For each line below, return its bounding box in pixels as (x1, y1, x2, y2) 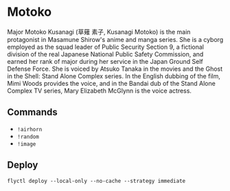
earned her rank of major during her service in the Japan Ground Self (7, 57, 204, 65)
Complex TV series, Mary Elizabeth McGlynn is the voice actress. (7, 87, 192, 95)
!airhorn (16, 126, 43, 133)
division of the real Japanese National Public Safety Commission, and (7, 49, 204, 58)
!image (16, 140, 36, 148)
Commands (7, 106, 58, 118)
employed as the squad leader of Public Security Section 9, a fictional (7, 43, 205, 51)
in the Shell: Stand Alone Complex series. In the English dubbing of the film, (7, 71, 221, 80)
